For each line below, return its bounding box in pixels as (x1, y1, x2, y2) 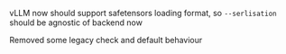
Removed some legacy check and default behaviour (9, 35, 203, 45)
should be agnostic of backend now (9, 17, 143, 28)
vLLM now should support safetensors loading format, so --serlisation (9, 8, 277, 18)
